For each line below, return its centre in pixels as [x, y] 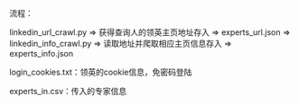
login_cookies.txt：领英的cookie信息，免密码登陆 [101, 72]
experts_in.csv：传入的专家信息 [68, 91]
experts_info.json [42, 53]
